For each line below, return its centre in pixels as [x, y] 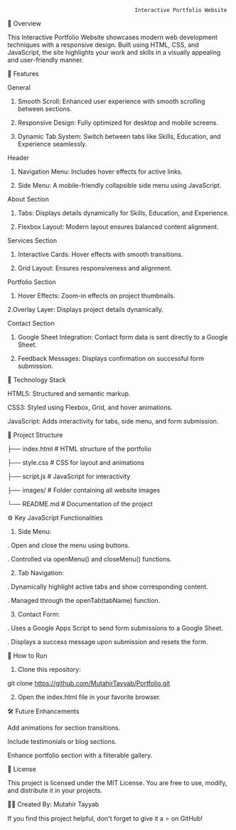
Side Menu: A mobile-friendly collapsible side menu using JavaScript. [119, 185]
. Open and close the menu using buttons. [69, 545]
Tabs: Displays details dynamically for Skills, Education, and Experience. [123, 213]
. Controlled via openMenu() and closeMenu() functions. [90, 559]
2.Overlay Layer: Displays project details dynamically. [85, 309]
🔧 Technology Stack [37, 380]
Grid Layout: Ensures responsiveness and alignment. [95, 268]
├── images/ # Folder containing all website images [84, 490]
